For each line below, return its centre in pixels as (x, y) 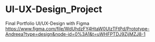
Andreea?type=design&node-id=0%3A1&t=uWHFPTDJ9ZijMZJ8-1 (75, 34)
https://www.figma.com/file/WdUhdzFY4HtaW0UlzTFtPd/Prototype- (77, 28)
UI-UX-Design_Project (54, 9)
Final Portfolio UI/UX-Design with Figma (47, 23)
